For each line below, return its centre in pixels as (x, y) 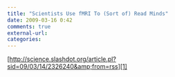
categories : (24, 40)
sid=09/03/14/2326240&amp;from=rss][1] (67, 67)
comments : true (29, 26)
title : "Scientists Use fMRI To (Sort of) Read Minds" (88, 14)
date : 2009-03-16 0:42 (40, 20)
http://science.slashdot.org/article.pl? (63, 59)
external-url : (28, 33)
